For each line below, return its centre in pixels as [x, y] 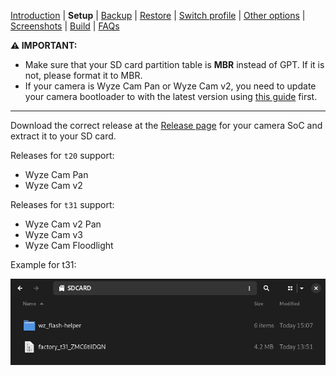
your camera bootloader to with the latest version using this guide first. [171, 96]
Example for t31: [43, 264]
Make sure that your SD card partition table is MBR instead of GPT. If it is [174, 64]
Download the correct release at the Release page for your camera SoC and [166, 125]
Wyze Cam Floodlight [69, 245]
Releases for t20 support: [62, 155]
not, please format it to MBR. [83, 75]
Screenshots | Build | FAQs [65, 26]
